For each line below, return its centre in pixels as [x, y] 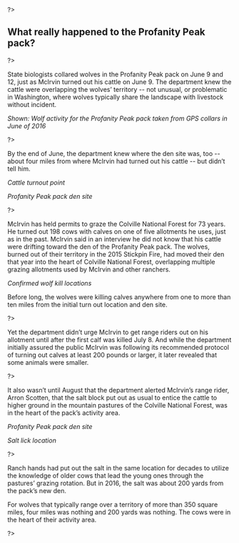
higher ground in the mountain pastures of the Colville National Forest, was [118, 405]
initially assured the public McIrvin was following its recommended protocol [118, 347]
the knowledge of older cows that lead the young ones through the [106, 475]
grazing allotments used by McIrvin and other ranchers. [89, 269]
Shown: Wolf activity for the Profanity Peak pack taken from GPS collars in [117, 118]
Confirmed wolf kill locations [50, 283]
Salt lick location [32, 440]
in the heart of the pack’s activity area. [64, 413]
